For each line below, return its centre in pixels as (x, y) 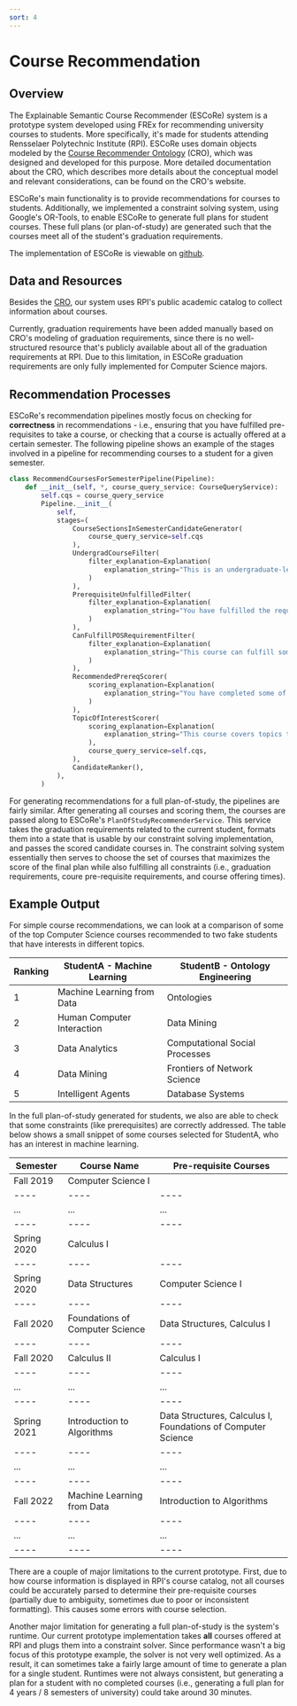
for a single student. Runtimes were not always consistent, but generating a (147, 1674)
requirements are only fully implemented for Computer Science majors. (138, 366)
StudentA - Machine (108, 966)
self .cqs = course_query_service (103, 495)
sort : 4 (23, 17)
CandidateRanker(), (108, 767)
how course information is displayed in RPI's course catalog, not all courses (147, 1581)
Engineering (225, 978)
